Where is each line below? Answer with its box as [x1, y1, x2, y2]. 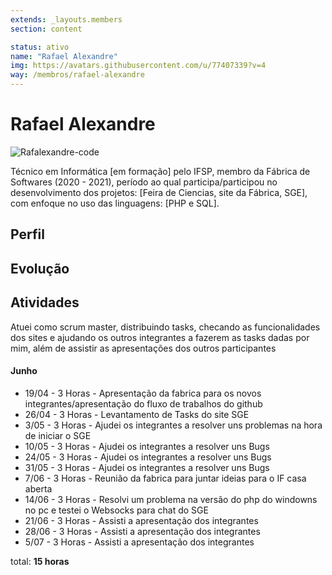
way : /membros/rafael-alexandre [10, 70, 145, 80]
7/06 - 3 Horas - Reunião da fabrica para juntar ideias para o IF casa [24, 472, 307, 484]
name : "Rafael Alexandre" [10, 51, 118, 61]
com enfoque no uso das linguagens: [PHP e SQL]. [10, 197, 220, 209]
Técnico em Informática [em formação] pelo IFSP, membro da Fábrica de [10, 165, 311, 177]
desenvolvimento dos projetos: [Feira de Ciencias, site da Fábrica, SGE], [10, 186, 308, 198]
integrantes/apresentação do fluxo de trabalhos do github [24, 397, 263, 410]
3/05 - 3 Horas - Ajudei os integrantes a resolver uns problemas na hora [24, 419, 323, 431]
